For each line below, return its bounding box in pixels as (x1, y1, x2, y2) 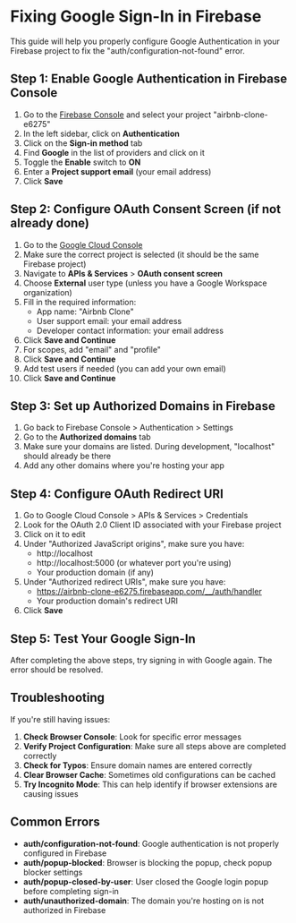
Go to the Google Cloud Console (22, 239, 143, 250)
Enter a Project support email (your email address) (22, 166, 212, 176)
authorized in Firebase (22, 904, 106, 915)
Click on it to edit (22, 529, 86, 540)
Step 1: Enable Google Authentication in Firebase (10, 72, 288, 87)
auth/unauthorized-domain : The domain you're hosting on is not (22, 895, 265, 906)
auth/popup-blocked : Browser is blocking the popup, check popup (22, 857, 272, 867)
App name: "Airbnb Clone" (36, 306, 135, 317)
